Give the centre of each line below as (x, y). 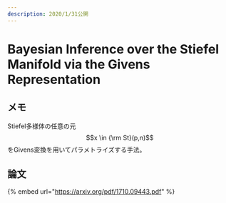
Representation (54, 79)
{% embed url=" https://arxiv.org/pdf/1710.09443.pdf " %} (91, 192)
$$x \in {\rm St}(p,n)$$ (120, 137)
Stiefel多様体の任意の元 (42, 126)
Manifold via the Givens (79, 64)
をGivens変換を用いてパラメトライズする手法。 (77, 150)
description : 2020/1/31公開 (48, 14)
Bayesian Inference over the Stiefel (113, 49)
